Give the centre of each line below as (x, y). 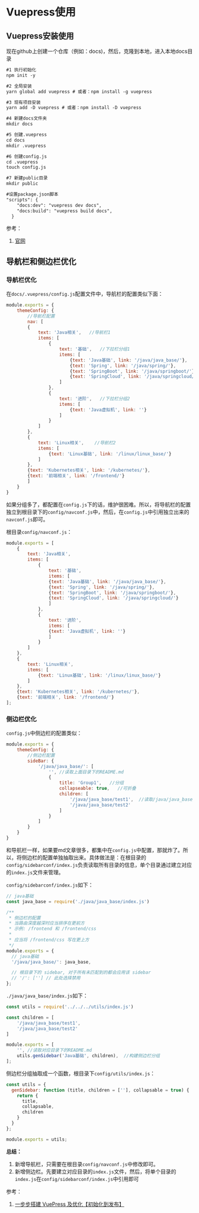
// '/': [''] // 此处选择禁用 (46, 978)
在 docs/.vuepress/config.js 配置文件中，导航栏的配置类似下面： (85, 294)
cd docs (16, 140)
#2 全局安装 (19, 86)
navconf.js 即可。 (27, 519)
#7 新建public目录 (27, 178)
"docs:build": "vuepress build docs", (65, 211)
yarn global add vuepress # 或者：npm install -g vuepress (79, 92)
